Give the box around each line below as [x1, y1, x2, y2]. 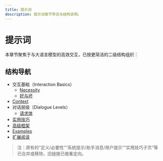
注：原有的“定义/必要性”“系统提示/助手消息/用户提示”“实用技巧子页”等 [17, 145, 158, 151]
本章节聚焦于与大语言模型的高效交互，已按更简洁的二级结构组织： [5, 52, 138, 58]
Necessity [19, 87, 40, 93]
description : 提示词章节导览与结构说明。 [5, 12, 81, 17]
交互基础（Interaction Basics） [12, 82, 75, 88]
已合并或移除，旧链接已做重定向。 [17, 151, 86, 157]
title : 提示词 [5, 7, 32, 12]
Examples [12, 129, 32, 134]
